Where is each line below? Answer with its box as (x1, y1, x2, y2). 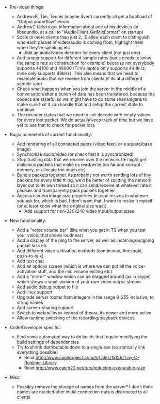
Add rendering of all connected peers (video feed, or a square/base (16, 141, 152, 147)
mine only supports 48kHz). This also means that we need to (16, 71, 139, 76)
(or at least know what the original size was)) (16, 203, 107, 209)
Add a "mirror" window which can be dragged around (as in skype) (16, 274, 151, 279)
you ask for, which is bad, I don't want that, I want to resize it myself (16, 198, 153, 203)
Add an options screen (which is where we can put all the (16, 263, 132, 269)
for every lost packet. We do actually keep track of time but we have (16, 117, 154, 123)
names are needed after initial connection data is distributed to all (16, 389, 148, 395)
